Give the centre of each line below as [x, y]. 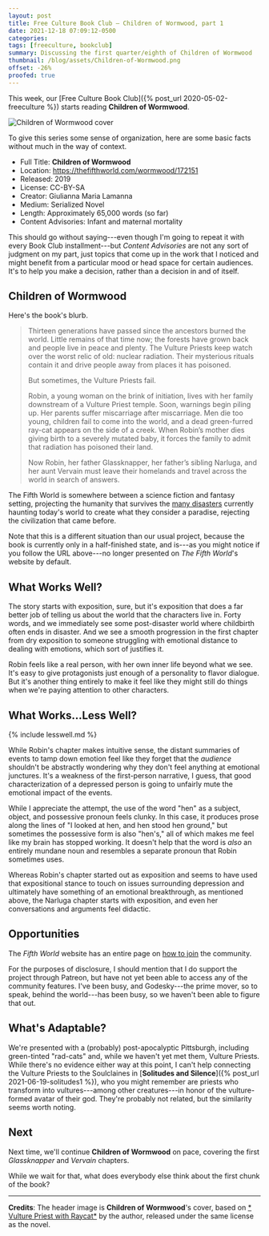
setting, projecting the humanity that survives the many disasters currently [131, 504]
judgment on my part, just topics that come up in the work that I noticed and [133, 254]
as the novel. [29, 1224]
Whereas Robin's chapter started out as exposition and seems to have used [133, 875]
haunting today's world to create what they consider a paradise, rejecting [129, 512]
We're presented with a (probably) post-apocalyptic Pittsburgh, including [129, 1048]
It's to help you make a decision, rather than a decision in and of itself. [124, 271]
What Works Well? [55, 587]
